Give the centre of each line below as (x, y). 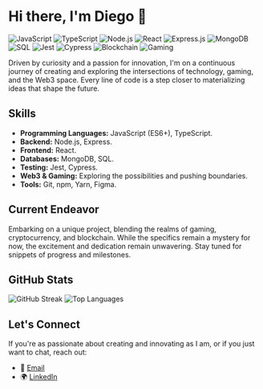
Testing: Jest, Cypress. (59, 167)
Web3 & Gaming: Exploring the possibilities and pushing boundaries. (134, 175)
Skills (22, 114)
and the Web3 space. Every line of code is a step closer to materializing (127, 80)
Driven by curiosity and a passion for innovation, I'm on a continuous (122, 63)
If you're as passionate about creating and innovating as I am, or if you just (131, 344)
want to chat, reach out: (48, 352)
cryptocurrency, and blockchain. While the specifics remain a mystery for (129, 237)
